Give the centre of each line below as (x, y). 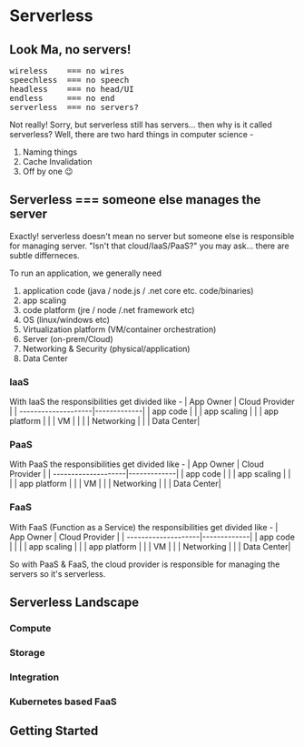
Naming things (50, 152)
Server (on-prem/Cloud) (68, 338)
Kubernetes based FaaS (63, 702)
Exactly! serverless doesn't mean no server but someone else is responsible (152, 236)
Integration (34, 677)
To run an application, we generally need (85, 273)
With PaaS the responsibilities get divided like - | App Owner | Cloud (137, 464)
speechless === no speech (69, 80)
